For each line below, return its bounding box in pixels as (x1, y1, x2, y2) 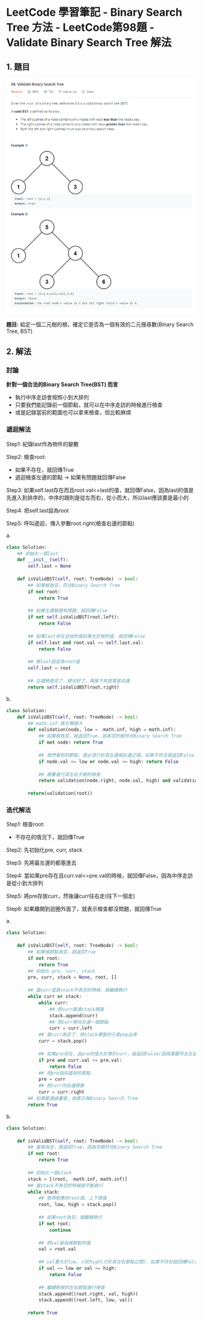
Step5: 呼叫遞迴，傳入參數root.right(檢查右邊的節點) (6, 519, 135, 527)
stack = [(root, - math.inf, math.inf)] (28, 1176, 128, 1182)
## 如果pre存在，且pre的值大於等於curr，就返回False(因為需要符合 (38, 1050, 188, 1057)
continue (49, 1227, 71, 1233)
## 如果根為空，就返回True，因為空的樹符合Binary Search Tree (38, 733, 182, 739)
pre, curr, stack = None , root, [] (28, 974, 117, 980)
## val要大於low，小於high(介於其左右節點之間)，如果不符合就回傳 (38, 1259, 186, 1265)
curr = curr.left (49, 1025, 93, 1032)
